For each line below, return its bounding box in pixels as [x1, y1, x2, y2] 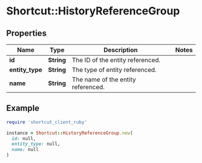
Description [103, 46, 138, 54]
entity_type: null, [11, 141, 61, 147]
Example [6, 103, 40, 113]
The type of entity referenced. [72, 66, 157, 74]
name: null [11, 147, 39, 153]
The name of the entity [72, 76, 136, 83]
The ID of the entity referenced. [72, 56, 161, 64]
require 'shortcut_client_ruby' [6, 119, 87, 125]
